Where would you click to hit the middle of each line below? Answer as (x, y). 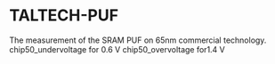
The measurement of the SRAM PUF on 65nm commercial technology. (138, 40)
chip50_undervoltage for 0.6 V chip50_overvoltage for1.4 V (117, 49)
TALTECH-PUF (64, 16)
